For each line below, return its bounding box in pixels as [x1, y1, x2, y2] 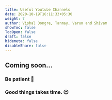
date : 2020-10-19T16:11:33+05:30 [5, 12, 73, 17]
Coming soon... [5, 61, 53, 69]
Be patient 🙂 [5, 76, 34, 83]
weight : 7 [5, 16, 25, 21]
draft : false [5, 34, 32, 39]
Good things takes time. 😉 [5, 88, 69, 95]
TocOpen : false [5, 30, 36, 34]
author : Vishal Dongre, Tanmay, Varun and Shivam [5, 20, 108, 26]
